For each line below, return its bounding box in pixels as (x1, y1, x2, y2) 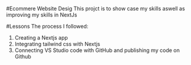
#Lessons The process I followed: (6, 23, 89, 30)
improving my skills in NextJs (6, 11, 77, 18)
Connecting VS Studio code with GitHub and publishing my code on (14, 47, 180, 54)
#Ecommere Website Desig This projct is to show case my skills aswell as (6, 5, 185, 12)
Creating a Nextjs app (14, 34, 68, 41)
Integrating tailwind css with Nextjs (14, 41, 101, 47)
